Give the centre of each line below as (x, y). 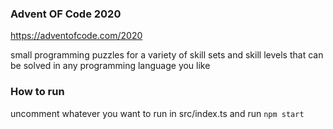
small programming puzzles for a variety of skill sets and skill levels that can (167, 55)
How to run (37, 92)
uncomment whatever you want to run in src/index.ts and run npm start (157, 113)
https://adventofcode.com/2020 (76, 36)
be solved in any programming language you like (110, 66)
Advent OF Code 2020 (66, 14)
